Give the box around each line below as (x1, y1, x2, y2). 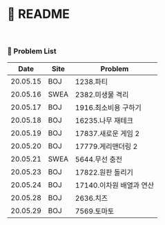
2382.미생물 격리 (75, 90, 129, 99)
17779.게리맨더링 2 (75, 141, 138, 151)
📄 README (7, 6, 70, 22)
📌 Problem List (7, 46, 57, 56)
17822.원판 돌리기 (75, 168, 133, 177)
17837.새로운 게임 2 (75, 129, 140, 139)
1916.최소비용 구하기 (75, 103, 142, 112)
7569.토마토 (75, 206, 115, 216)
